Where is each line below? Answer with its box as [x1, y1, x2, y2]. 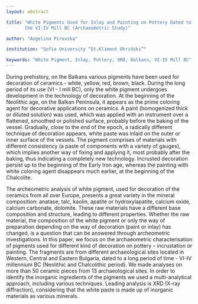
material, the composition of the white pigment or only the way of [6, 217, 165, 224]
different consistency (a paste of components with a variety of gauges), [6, 143, 181, 149]
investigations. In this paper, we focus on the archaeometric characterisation [6, 236, 193, 243]
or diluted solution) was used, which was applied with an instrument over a [6, 111, 189, 118]
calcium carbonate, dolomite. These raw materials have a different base [6, 204, 181, 211]
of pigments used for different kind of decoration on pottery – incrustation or [6, 242, 193, 249]
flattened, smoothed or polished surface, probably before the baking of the [6, 117, 189, 124]
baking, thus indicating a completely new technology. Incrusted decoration [6, 155, 188, 162]
